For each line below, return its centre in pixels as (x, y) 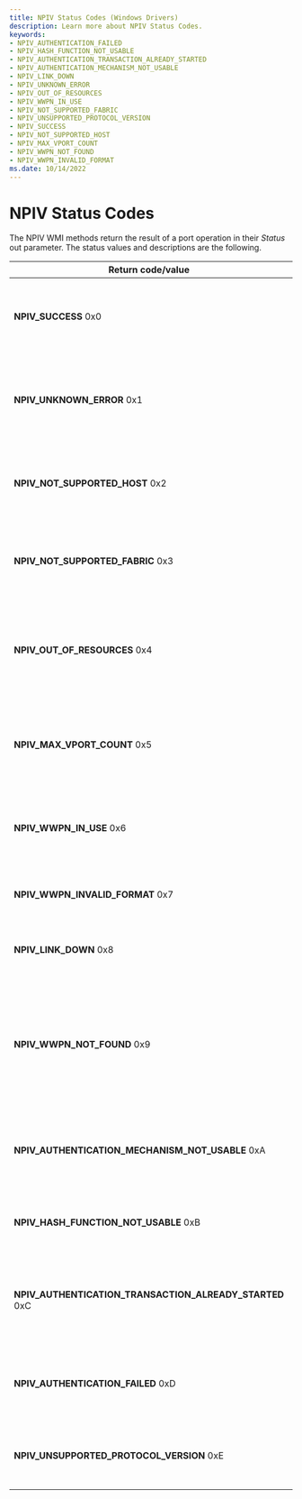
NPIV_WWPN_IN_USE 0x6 (70, 828)
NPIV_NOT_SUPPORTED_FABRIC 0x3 (93, 562)
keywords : (28, 34)
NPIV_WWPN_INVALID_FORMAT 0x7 (93, 895)
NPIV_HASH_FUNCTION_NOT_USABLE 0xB (107, 1222)
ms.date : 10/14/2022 (48, 169)
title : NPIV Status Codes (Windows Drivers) (94, 18)
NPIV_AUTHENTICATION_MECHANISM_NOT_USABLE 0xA (140, 1150)
